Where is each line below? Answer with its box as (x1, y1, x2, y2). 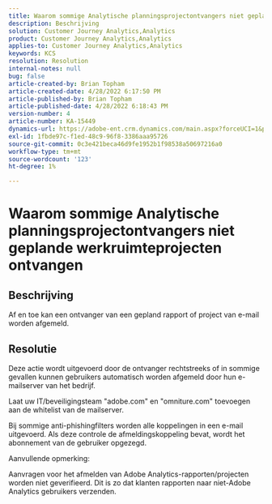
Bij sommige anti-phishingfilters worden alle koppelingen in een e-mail (8, 421, 244, 430)
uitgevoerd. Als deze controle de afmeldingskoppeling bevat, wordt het (8, 429, 245, 438)
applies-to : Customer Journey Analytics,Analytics (8, 42, 183, 50)
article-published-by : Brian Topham (8, 95, 132, 103)
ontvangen (8, 256, 83, 275)
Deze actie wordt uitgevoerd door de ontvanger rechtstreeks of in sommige (8, 363, 261, 373)
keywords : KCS (8, 49, 57, 58)
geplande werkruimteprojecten (8, 239, 223, 258)
